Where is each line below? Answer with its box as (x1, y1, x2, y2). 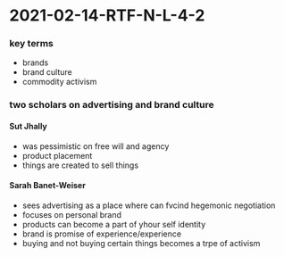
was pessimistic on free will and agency (21, 140, 170, 152)
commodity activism (21, 77, 97, 87)
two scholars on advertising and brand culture (9, 99, 214, 112)
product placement (21, 150, 93, 161)
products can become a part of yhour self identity (21, 219, 206, 229)
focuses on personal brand (21, 209, 122, 220)
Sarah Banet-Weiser (9, 180, 87, 191)
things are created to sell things (21, 160, 139, 170)
